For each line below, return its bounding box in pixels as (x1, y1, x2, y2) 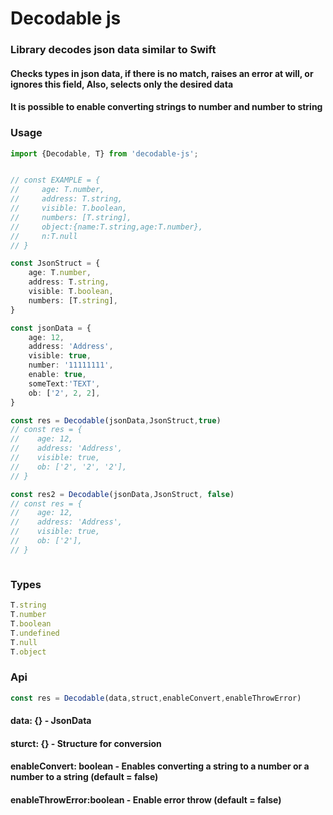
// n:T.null (10, 231, 78, 241)
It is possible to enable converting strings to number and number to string (10, 101, 323, 113)
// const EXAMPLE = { (10, 175, 101, 186)
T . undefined (10, 628, 60, 638)
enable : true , (28, 370, 87, 380)
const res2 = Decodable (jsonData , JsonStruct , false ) (10, 489, 235, 499)
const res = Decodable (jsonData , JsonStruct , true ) (10, 415, 222, 426)
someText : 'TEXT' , (28, 378, 101, 389)
